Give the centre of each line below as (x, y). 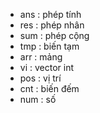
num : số (38, 99)
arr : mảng (41, 57)
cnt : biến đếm (49, 88)
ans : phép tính (50, 14)
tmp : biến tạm (49, 46)
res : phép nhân (52, 25)
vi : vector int (47, 67)
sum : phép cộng (54, 35)
